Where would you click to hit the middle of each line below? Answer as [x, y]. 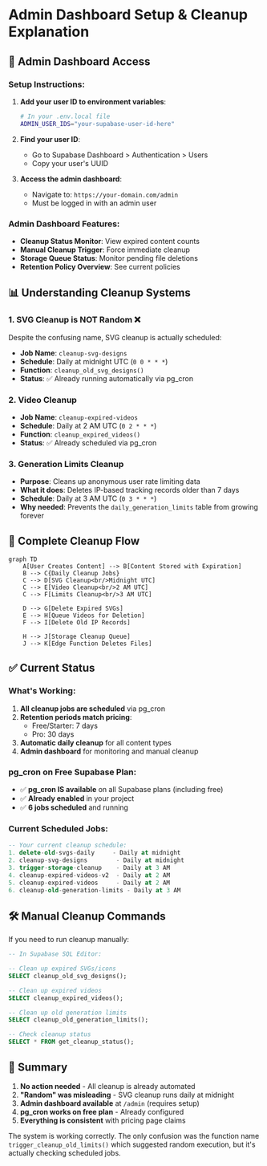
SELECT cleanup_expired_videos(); [66, 998]
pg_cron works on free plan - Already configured [102, 1111]
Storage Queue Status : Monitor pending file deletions [109, 258]
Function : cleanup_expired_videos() [80, 434]
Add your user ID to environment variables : [93, 101]
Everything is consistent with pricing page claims [103, 1120]
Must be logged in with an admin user [94, 203]
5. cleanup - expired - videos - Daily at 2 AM [89, 883]
